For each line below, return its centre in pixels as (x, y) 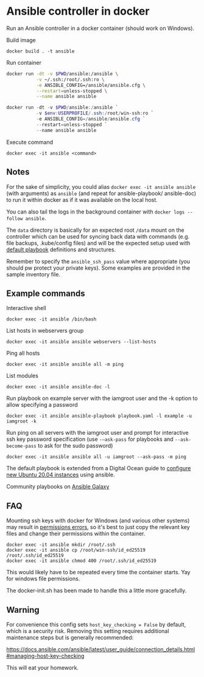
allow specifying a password (42, 405)
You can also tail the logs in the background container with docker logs (96, 212)
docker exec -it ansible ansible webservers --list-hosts (81, 342)
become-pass (21, 446)
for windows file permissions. (43, 579)
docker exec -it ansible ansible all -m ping (65, 364)
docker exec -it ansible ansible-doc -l (58, 387)
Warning (23, 610)
